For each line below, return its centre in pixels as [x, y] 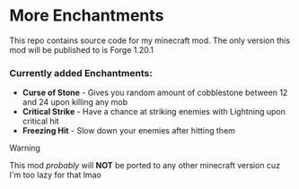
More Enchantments [87, 16]
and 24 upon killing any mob [75, 102]
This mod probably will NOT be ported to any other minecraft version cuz [145, 166]
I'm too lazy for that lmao [55, 175]
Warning [25, 148]
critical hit [41, 121]
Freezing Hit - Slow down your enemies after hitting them [129, 131]
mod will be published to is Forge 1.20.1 [82, 49]
